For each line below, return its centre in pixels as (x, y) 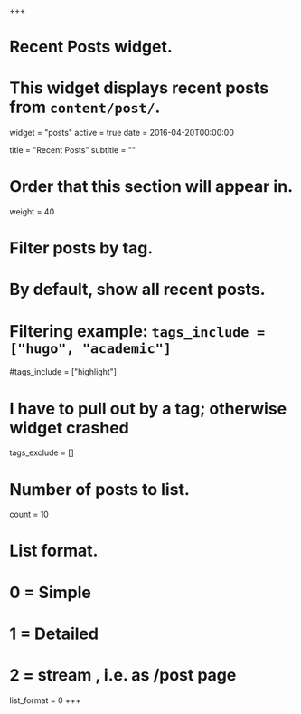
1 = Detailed (54, 633)
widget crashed (69, 428)
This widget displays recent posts (139, 88)
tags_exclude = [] (42, 452)
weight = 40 (32, 212)
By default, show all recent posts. (137, 290)
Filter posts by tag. (81, 248)
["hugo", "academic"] (90, 349)
